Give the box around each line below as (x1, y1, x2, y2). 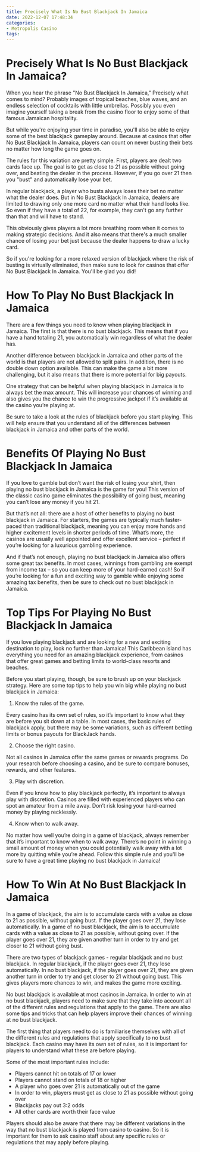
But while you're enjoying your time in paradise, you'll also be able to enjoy (6, 126, 190, 133)
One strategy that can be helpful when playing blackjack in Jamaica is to (6, 383, 185, 389)
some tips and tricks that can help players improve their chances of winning (6, 1010, 192, 1017)
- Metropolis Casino (6, 25, 58, 32)
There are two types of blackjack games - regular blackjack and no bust (6, 954, 183, 961)
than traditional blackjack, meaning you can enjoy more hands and (23, 522, 186, 530)
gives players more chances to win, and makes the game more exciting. (6, 979, 182, 986)
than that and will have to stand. (6, 213, 85, 220)
